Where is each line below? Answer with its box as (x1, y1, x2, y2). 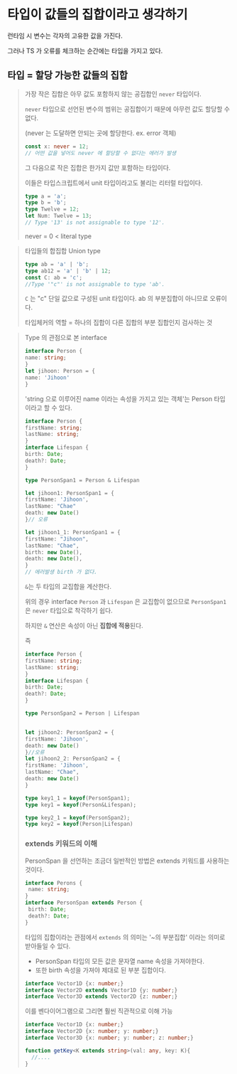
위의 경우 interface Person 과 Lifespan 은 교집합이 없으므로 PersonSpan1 (24, 597, 227, 605)
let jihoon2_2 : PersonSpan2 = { (24, 755, 121, 762)
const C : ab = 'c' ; (24, 274, 83, 281)
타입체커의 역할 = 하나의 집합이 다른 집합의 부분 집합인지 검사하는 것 (24, 318, 213, 327)
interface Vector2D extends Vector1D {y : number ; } (24, 987, 178, 994)
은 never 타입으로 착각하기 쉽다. (24, 606, 114, 615)
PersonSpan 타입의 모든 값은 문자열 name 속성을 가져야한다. (35, 957, 204, 965)
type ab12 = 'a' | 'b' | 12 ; (24, 267, 111, 275)
